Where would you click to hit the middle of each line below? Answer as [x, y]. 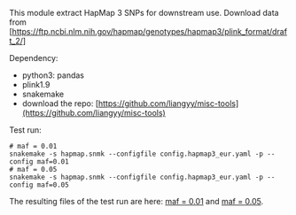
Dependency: [34, 58]
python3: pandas [53, 75]
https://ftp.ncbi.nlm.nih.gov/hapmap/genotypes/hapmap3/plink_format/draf [150, 31]
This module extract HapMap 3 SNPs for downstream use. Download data [144, 13]
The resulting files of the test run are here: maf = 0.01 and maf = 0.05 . [136, 201]
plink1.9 [36, 84]
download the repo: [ [60, 104]
